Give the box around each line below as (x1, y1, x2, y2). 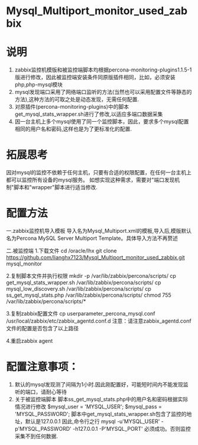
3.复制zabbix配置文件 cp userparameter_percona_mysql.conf (6, 310, 155, 317)
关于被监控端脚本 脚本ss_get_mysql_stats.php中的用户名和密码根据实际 (14, 395, 188, 402)
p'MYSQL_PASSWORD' (14, 425, 72, 432)
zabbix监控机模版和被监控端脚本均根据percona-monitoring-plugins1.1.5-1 (14, 66, 192, 73)
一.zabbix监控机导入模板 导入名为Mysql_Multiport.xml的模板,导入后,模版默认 (6, 228, 192, 234)
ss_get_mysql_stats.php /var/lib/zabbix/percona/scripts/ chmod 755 (6, 291, 171, 298)
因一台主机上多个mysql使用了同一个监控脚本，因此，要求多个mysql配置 (14, 118, 189, 125)
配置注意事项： (6, 360, 79, 373)
